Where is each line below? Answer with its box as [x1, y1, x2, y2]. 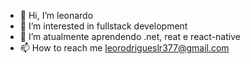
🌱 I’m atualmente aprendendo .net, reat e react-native [19, 31, 241, 42]
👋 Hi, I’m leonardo [19, 10, 94, 21]
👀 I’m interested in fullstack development [19, 20, 188, 32]
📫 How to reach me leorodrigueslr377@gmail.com [19, 42, 230, 54]
